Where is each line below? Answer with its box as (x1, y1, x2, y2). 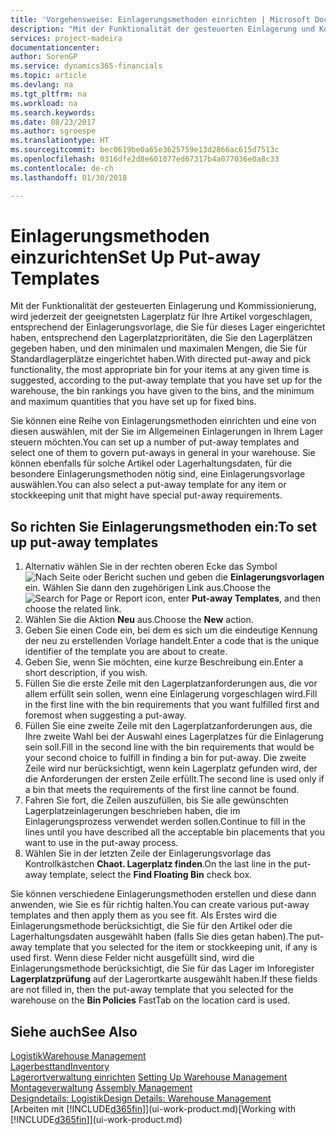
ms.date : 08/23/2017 (10, 117, 97, 127)
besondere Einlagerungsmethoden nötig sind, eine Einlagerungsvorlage (10, 468, 306, 480)
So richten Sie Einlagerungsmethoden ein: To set (10, 518, 318, 535)
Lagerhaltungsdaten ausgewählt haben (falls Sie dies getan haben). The (10, 931, 305, 943)
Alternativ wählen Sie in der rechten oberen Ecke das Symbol (24, 561, 278, 573)
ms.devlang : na (10, 80, 74, 90)
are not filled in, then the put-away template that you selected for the (10, 984, 294, 996)
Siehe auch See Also (10, 1023, 138, 1040)
